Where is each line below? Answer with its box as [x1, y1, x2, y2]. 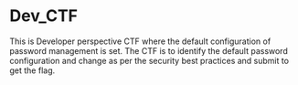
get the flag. [9, 65, 56, 76]
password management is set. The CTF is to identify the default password [9, 45, 288, 56]
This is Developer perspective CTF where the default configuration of [9, 36, 271, 47]
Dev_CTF [9, 5, 79, 27]
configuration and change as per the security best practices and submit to [9, 55, 290, 66]
